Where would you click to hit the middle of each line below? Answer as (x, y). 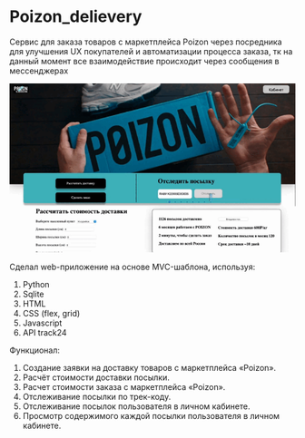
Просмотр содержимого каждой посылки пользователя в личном (151, 415)
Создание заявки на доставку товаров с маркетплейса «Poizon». (149, 367)
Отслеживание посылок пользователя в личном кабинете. (136, 406)
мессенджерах (39, 71)
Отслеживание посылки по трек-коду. (97, 396)
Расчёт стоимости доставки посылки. (96, 377)
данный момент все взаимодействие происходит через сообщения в (144, 61)
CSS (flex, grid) (51, 313)
